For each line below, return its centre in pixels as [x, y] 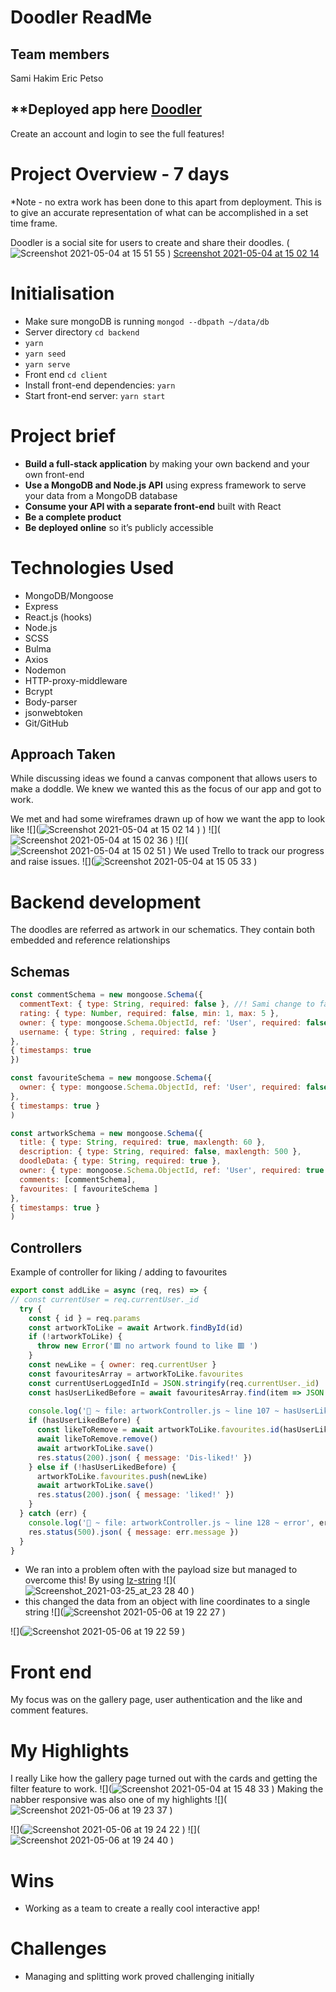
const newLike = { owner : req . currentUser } [122, 1365]
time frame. [34, 223]
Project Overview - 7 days [120, 174]
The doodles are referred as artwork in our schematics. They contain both [162, 930]
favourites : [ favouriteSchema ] [89, 1189]
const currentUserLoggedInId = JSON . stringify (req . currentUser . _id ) [174, 1383]
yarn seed [45, 354]
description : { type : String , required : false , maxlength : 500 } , [160, 1152]
